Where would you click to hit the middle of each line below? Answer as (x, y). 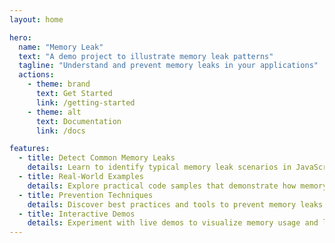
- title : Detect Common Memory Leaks (97, 158)
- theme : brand (59, 84)
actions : (36, 75)
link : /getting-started (85, 102)
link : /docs (60, 131)
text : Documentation (78, 121)
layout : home (36, 19)
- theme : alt (54, 112)
